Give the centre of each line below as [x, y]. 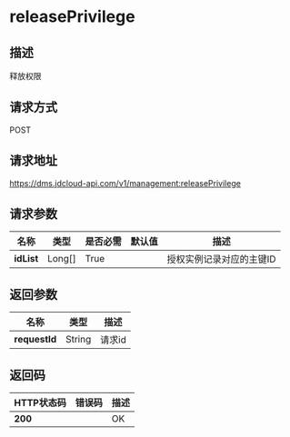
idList [26, 259]
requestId [35, 340]
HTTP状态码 [40, 403]
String [78, 340]
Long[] [62, 259]
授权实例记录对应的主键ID [221, 259]
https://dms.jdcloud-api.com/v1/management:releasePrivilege [125, 183]
